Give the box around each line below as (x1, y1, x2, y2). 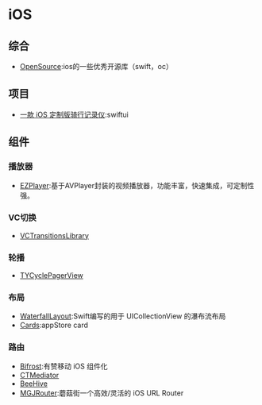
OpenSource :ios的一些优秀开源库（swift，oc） (19, 62, 173, 71)
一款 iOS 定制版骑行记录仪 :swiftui (19, 110, 129, 119)
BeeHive (19, 379, 48, 388)
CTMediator (19, 370, 60, 380)
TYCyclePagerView (19, 271, 83, 280)
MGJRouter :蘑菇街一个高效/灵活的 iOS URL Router (19, 388, 184, 398)
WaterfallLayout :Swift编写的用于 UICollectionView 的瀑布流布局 (19, 311, 226, 321)
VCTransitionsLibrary (19, 230, 90, 240)
